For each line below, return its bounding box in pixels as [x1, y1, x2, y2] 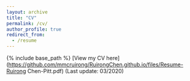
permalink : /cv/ [6, 20, 48, 26]
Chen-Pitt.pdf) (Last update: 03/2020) [27, 67, 124, 74]
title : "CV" [6, 15, 37, 21]
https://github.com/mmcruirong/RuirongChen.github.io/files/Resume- [8, 61, 184, 68]
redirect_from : [6, 32, 45, 38]
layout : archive [6, 9, 48, 15]
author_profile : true [6, 26, 62, 33]
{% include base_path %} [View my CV [6, 55, 105, 61]
